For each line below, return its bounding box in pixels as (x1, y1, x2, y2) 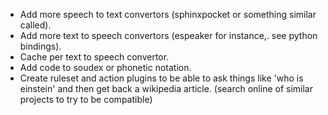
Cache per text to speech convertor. (19, 51, 170, 63)
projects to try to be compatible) (19, 94, 153, 105)
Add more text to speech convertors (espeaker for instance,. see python (19, 30, 318, 41)
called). (19, 19, 52, 31)
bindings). (19, 40, 62, 52)
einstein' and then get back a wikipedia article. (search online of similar (19, 83, 313, 94)
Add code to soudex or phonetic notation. (19, 62, 192, 73)
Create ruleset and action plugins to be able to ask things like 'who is (19, 72, 304, 84)
